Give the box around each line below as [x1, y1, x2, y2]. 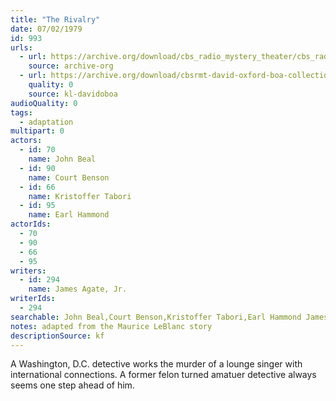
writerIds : [10, 294, 56, 304]
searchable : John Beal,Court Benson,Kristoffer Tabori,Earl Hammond [10, 312, 302, 322]
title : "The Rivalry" [10, 14, 101, 25]
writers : [10, 266, 47, 276]
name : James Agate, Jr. [28, 284, 128, 295]
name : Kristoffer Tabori [28, 191, 132, 201]
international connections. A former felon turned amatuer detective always [10, 369, 317, 381]
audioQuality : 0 [10, 98, 78, 108]
